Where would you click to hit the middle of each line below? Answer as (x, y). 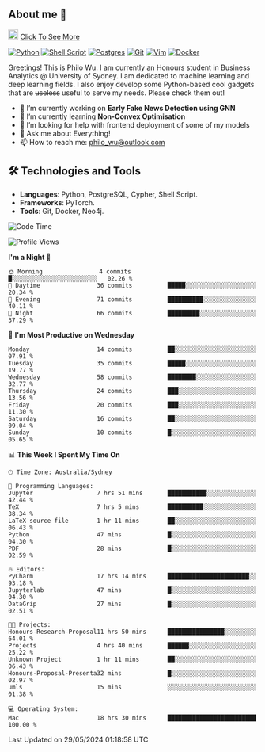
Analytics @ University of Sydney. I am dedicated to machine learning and (129, 75)
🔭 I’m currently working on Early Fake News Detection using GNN (127, 108)
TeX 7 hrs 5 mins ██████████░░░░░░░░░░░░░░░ (132, 507)
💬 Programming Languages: (51, 486)
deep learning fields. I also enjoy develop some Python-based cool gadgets (131, 84)
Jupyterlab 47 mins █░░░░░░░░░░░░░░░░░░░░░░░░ (132, 590)
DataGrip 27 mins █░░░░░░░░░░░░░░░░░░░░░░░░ (132, 604)
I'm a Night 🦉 (30, 257)
